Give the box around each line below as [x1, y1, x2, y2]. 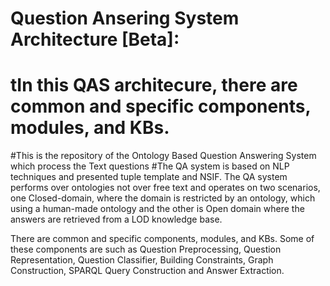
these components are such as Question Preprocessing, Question [10, 243, 282, 256]
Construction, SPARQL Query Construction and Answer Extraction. [10, 265, 285, 277]
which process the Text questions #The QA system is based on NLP [10, 160, 290, 172]
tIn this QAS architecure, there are [10, 74, 298, 97]
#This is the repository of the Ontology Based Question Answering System [10, 150, 317, 162]
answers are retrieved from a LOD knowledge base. [10, 213, 223, 226]
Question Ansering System [10, 7, 240, 30]
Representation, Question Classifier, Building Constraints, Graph [10, 254, 274, 266]
